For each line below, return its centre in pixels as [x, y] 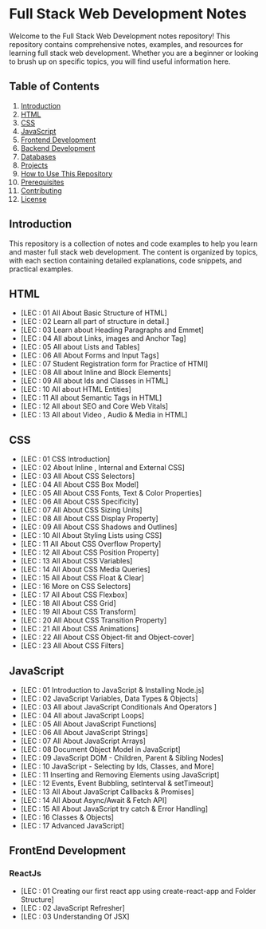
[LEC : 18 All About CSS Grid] [68, 603]
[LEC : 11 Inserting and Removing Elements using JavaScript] [120, 775]
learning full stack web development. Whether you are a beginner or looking [134, 53]
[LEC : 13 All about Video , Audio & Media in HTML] [104, 415]
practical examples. [41, 269]
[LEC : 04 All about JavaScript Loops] [82, 716]
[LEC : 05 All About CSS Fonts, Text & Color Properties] [111, 493]
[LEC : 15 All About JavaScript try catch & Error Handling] [114, 808]
